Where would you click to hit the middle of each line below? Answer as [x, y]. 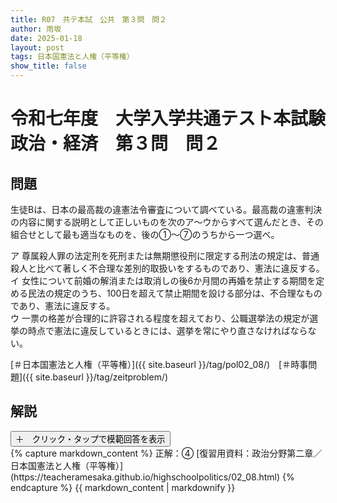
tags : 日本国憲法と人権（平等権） [72, 57]
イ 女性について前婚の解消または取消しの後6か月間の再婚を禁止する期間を [163, 280]
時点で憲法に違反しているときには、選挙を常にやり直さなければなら [167, 330]
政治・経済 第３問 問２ [116, 143]
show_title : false [48, 66]
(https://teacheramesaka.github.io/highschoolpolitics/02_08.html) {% [152, 477]
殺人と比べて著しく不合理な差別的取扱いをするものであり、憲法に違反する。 [167, 268]
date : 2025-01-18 [46, 38]
